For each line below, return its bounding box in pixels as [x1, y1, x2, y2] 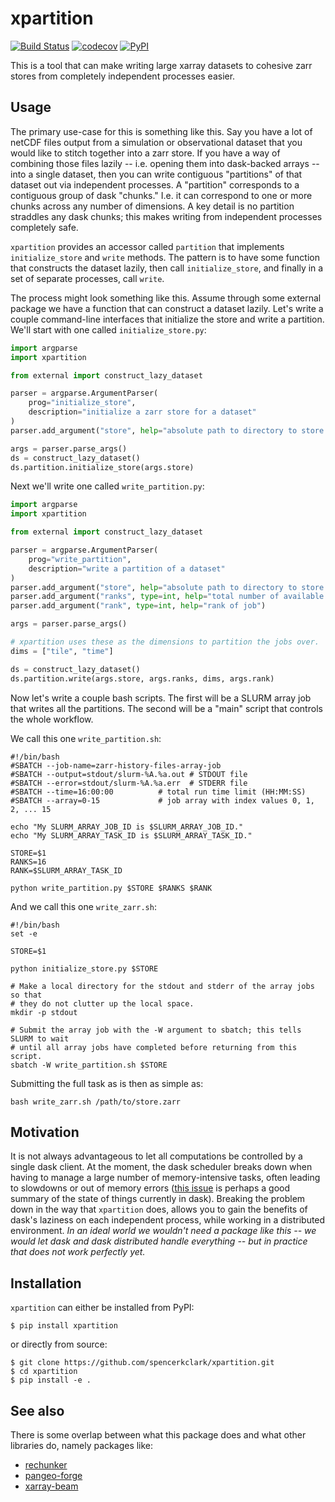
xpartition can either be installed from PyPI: [10, 1302, 195, 1314]
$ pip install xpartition [10, 1321, 118, 1331]
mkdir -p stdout [10, 1007, 78, 1017]
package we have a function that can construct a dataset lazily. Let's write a [10, 302, 324, 314]
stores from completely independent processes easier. [10, 70, 236, 82]
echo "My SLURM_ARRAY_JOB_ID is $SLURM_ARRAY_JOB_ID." [10, 822, 244, 832]
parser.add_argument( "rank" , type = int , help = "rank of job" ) [10, 601, 267, 611]
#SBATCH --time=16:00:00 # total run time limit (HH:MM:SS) [10, 787, 307, 797]
